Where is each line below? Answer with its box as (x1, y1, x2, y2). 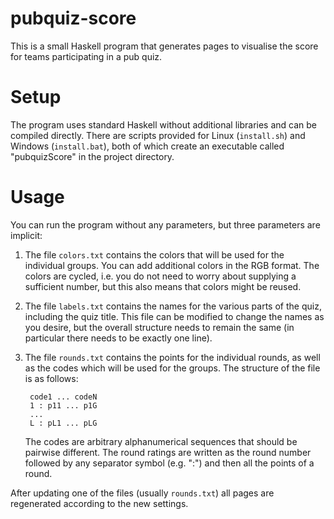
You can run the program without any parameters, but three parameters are (10, 218, 321, 231)
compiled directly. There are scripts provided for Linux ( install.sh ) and (10, 129, 306, 141)
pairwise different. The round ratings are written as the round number (24, 446, 312, 458)
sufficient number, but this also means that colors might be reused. (24, 280, 302, 292)
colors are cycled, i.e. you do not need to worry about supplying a (24, 270, 297, 282)
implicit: (10, 229, 43, 241)
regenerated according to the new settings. (10, 497, 189, 509)
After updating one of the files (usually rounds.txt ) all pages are (10, 487, 275, 499)
